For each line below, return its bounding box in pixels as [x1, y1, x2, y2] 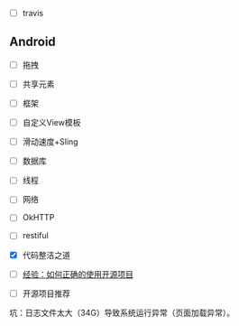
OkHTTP [22, 212, 55, 223]
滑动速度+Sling [22, 136, 78, 147]
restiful [22, 230, 50, 241]
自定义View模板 [22, 117, 81, 128]
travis [22, 8, 43, 18]
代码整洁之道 [22, 249, 70, 260]
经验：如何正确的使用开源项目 [22, 268, 133, 279]
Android [9, 34, 56, 50]
